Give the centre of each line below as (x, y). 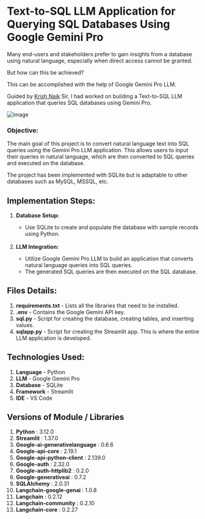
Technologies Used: (46, 357)
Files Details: (32, 291)
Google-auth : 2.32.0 (42, 464)
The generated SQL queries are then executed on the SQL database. (111, 272)
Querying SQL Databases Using (88, 24)
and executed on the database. (46, 163)
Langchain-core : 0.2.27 (47, 510)
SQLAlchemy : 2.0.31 (42, 484)
